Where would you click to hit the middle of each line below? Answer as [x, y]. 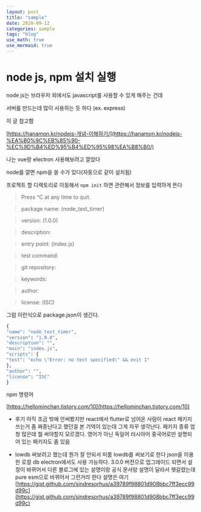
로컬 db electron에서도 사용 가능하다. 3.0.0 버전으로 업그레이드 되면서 [104, 462]
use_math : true [25, 40]
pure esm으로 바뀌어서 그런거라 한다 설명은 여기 [72, 477]
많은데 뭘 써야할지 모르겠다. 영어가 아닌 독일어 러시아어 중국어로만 [99, 434]
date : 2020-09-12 [28, 23]
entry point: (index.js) [48, 244]
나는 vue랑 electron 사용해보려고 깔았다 [53, 159]
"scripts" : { [23, 354]
